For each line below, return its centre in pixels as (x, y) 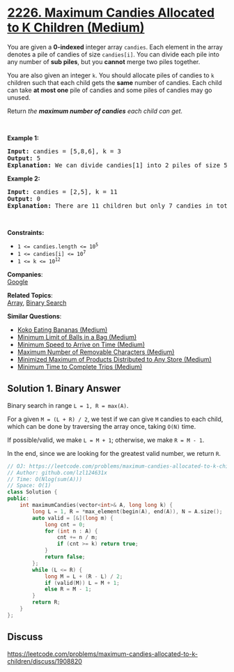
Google (18, 282)
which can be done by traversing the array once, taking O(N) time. (102, 426)
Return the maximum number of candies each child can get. (95, 111)
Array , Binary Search (37, 303)
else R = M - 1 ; (68, 589)
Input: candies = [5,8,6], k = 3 (64, 151)
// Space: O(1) (29, 486)
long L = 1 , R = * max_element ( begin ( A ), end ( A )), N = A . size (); (127, 511)
